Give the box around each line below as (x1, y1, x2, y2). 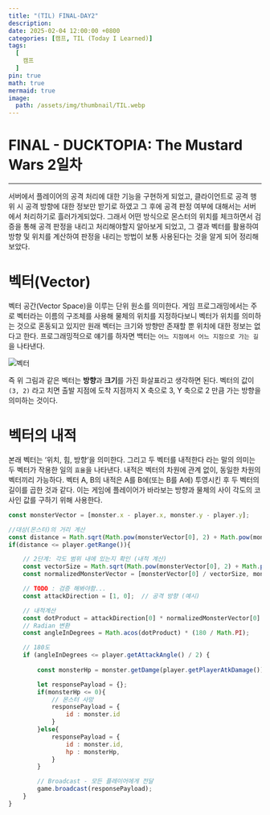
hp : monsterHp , (65, 747, 121, 756)
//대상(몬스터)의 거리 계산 (8, 525, 86, 533)
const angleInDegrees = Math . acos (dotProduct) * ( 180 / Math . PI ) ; (22, 629, 250, 637)
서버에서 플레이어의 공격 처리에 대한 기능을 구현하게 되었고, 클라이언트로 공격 (8, 191, 249, 201)
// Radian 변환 (22, 621, 71, 630)
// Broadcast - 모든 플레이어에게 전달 (37, 777, 154, 785)
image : (8, 94, 31, 102)
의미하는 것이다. (8, 396, 59, 405)
